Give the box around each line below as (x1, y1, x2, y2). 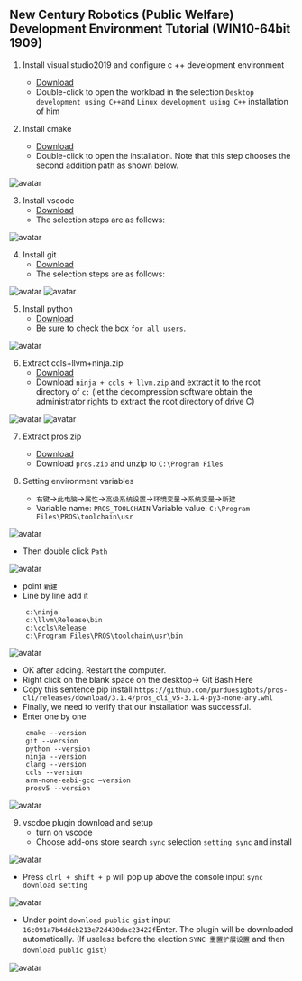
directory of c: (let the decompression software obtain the (35, 386, 252, 397)
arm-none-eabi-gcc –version (25, 776, 131, 785)
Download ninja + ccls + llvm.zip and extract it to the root (35, 377, 261, 388)
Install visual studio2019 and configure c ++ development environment (22, 59, 285, 70)
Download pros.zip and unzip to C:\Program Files (35, 458, 224, 469)
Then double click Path (22, 546, 108, 556)
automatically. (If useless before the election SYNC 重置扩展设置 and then (22, 933, 286, 944)
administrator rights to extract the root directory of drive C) (35, 396, 255, 406)
